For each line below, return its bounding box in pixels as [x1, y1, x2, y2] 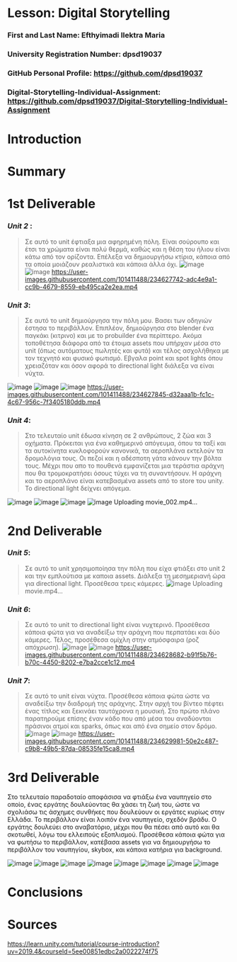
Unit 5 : [7, 548, 31, 558]
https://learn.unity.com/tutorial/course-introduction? [7, 940, 160, 949]
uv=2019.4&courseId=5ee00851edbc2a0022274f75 [7, 947, 158, 956]
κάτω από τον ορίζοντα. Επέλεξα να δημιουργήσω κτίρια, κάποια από [24, 252, 231, 261]
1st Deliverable [7, 196, 96, 212]
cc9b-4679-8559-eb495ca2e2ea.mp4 [24, 282, 138, 291]
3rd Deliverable [7, 769, 100, 786]
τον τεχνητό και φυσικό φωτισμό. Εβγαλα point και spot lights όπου [24, 354, 224, 363]
